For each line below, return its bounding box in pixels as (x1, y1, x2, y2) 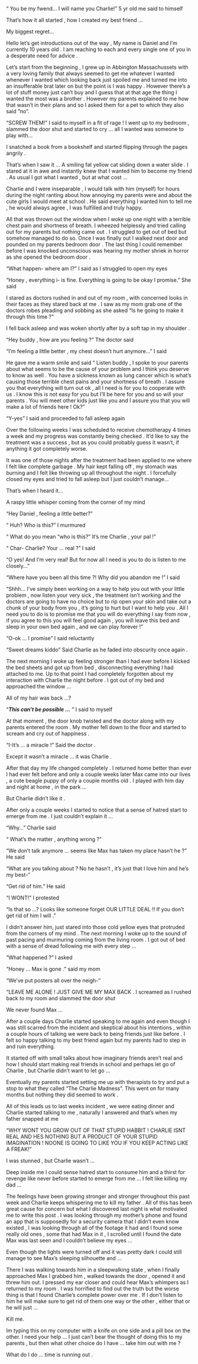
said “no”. (6, 108, 30, 115)
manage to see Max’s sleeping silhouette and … (6, 1255, 122, 1261)
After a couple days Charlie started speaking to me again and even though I (6, 1018, 190, 1025)
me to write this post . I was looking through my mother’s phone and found (6, 1212, 187, 1219)
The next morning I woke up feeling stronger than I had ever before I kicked (6, 658, 190, 664)
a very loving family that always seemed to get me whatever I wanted (6, 70, 175, 77)
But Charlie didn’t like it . (6, 795, 66, 802)
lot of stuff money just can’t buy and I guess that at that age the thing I (6, 89, 177, 96)
